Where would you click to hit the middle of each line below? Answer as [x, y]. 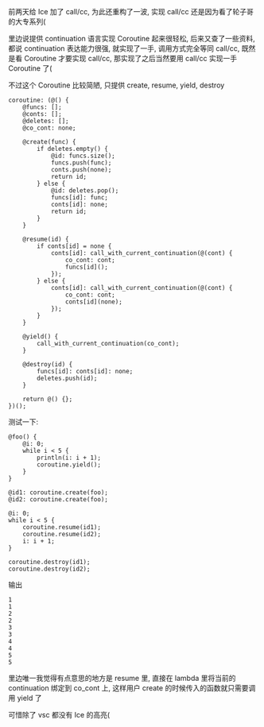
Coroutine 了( [30, 68]
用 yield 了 [25, 698]
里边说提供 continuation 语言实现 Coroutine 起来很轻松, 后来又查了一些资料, [132, 39]
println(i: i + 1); [69, 458]
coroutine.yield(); [69, 465]
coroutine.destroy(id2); [49, 569]
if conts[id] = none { [74, 246]
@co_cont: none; [50, 128]
